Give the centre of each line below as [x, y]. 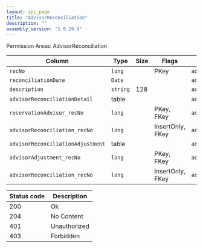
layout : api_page [28, 12]
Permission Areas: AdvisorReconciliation [57, 46]
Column [57, 61]
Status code [27, 196]
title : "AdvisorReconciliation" [47, 18]
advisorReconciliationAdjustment [57, 144]
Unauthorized [70, 226]
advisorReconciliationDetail [51, 99]
